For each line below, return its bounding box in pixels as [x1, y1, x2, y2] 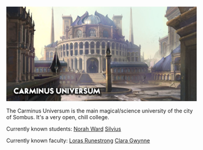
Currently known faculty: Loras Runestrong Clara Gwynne [6, 137, 150, 144]
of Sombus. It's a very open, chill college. [6, 113, 110, 120]
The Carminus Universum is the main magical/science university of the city [6, 107, 193, 114]
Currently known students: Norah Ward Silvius [6, 125, 121, 133]
